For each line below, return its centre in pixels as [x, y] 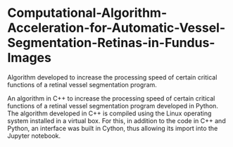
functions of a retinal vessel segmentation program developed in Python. [113, 106]
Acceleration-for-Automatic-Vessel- [116, 28]
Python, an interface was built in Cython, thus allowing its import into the [113, 128]
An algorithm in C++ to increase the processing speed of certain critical [111, 98]
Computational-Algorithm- [87, 13]
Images [29, 58]
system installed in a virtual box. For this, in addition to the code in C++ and [117, 120]
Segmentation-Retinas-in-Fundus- [111, 43]
